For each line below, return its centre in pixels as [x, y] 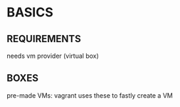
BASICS [30, 12]
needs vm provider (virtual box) [53, 56]
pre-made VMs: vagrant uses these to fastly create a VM [90, 95]
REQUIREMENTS [44, 39]
